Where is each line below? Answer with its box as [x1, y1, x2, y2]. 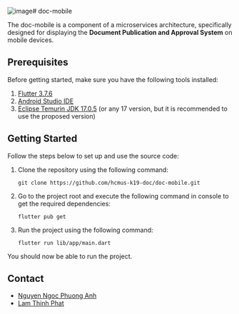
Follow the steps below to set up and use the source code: [7, 151, 180, 160]
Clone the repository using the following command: [17, 165, 169, 174]
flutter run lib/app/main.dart [17, 239, 111, 246]
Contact [7, 273, 44, 285]
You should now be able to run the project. [7, 252, 133, 260]
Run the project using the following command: [17, 226, 153, 234]
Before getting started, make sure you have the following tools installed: [7, 75, 219, 83]
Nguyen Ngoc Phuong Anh [17, 291, 97, 300]
